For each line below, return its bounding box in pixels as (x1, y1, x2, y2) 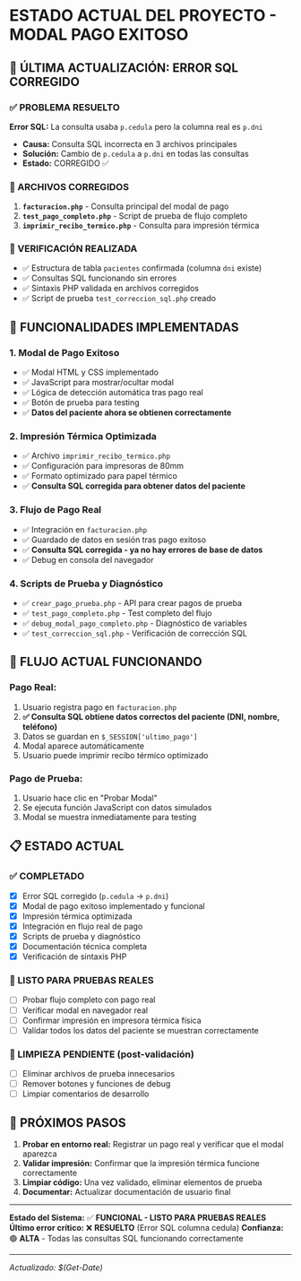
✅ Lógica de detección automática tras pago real (21, 387, 203, 398)
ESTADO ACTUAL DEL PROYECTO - (9, 5, 277, 26)
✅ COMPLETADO (9, 870, 85, 883)
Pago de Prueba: (9, 772, 83, 784)
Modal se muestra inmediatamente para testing (21, 812, 197, 823)
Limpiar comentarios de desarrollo (21, 1088, 150, 1099)
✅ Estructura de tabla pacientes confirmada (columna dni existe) (21, 263, 262, 273)
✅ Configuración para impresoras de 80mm (21, 461, 185, 472)
